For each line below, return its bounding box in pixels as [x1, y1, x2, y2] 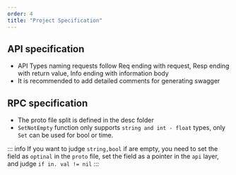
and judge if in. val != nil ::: [7, 159, 100, 168]
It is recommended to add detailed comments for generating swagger [17, 77, 220, 85]
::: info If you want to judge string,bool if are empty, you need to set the [7, 145, 218, 153]
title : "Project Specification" [7, 17, 102, 24]
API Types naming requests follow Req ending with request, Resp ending [17, 61, 230, 71]
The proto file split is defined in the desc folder [17, 116, 154, 124]
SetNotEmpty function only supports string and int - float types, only [17, 123, 226, 132]
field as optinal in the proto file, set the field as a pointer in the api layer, [7, 152, 219, 161]
